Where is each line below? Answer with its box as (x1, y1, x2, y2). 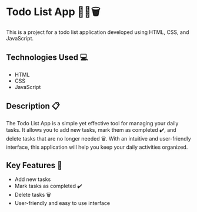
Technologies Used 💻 (6, 53, 88, 63)
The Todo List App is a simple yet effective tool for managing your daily (6, 119, 179, 126)
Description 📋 (6, 101, 60, 111)
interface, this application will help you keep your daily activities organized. (6, 143, 188, 151)
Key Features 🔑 (6, 160, 63, 170)
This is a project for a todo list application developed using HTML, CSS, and (6, 28, 189, 36)
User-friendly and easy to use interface (14, 200, 111, 207)
